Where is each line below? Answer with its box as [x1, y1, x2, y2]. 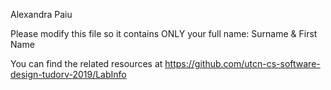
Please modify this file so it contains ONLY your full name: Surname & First [10, 28, 318, 39]
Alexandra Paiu [10, 9, 73, 20]
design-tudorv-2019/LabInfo [10, 69, 127, 80]
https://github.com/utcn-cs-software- [164, 58, 321, 69]
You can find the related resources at [10, 58, 163, 69]
